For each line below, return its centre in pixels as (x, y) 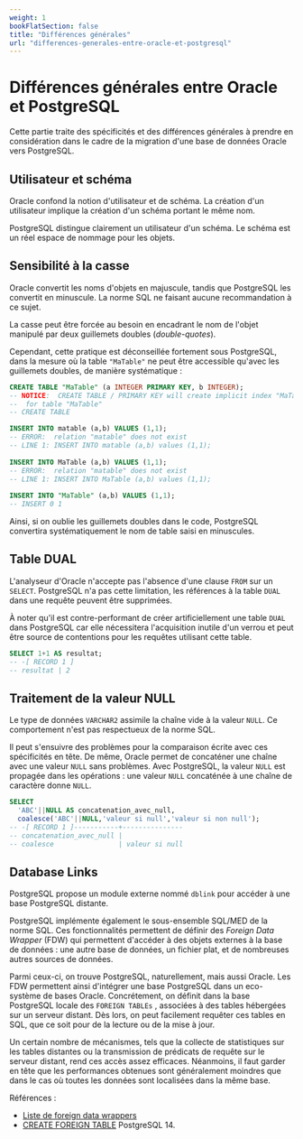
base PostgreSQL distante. (59, 903)
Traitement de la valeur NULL (92, 698)
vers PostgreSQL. (42, 151)
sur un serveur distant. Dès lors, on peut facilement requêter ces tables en (147, 1015)
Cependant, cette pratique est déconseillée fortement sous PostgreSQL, (143, 351)
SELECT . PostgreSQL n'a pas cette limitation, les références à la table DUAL (145, 590)
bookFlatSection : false (54, 26)
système (25, 996)
